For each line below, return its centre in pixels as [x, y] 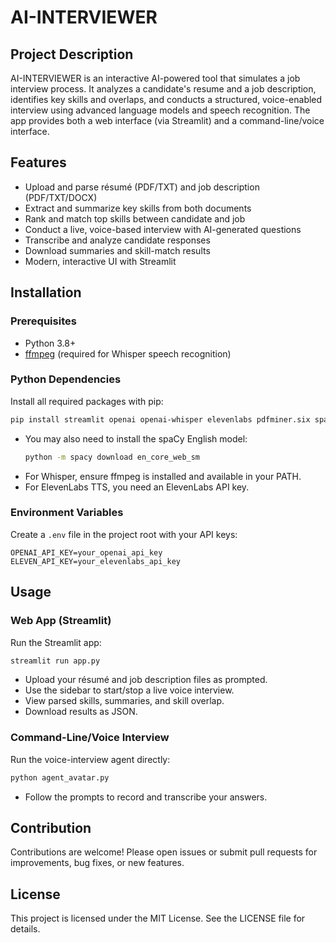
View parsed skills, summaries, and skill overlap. [124, 701]
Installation [46, 292]
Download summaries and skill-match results [117, 250]
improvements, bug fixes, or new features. [97, 863]
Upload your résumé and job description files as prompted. [146, 680]
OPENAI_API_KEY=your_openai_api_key [86, 552]
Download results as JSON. [81, 712]
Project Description [72, 54]
